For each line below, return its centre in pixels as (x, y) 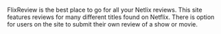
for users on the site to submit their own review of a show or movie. (102, 24)
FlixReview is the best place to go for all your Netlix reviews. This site (105, 10)
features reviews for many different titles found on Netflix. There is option (111, 17)
